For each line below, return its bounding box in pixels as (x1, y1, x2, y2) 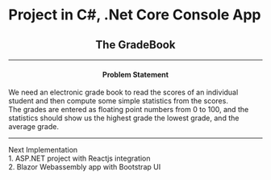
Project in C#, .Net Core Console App (8, 6, 261, 24)
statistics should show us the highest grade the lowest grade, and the (8, 113, 240, 123)
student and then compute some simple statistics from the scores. (8, 96, 228, 106)
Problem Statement (102, 69, 169, 79)
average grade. (8, 122, 59, 132)
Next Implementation (8, 145, 78, 155)
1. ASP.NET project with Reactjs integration (8, 153, 151, 163)
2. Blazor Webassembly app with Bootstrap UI (8, 162, 161, 172)
